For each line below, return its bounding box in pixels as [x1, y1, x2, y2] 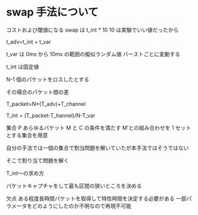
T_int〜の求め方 [6, 169, 45, 176]
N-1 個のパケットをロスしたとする [6, 76, 89, 83]
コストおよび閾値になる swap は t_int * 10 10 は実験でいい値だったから [6, 26, 179, 33]
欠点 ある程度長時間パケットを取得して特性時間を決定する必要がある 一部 [6, 195, 187, 202]
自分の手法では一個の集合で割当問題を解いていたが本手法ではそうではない [6, 144, 189, 151]
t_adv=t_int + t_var [6, 38, 51, 45]
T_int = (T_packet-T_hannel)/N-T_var [6, 111, 95, 119]
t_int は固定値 [6, 63, 39, 70]
